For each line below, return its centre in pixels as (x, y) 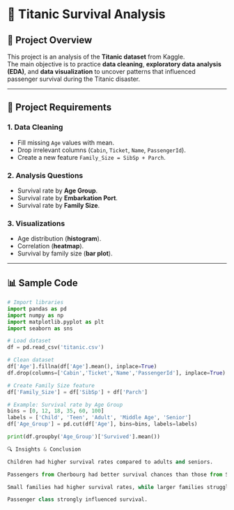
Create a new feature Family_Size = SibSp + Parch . (91, 157)
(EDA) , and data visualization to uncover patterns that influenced (102, 72)
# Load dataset (29, 341)
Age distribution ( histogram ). (59, 239)
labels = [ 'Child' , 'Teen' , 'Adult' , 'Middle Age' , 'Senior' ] (99, 418)
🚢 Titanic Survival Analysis (86, 14)
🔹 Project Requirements (60, 107)
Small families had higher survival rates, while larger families (106, 487)
